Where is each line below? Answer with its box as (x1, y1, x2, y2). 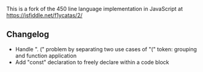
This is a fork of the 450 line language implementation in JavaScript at (6, 5, 183, 12)
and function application (15, 52, 77, 59)
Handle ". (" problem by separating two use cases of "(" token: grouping (15, 45, 197, 52)
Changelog (6, 29, 50, 40)
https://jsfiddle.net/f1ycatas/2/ (6, 12, 83, 19)
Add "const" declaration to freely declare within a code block (15, 58, 169, 66)
